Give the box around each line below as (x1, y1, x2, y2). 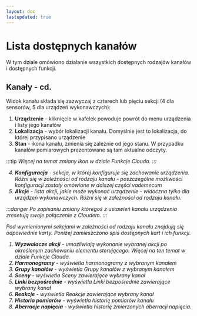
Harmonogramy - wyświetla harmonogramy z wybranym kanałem (14, 260, 177, 267)
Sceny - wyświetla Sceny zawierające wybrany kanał (14, 272, 146, 279)
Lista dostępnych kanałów (6, 39, 137, 53)
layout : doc (6, 8, 35, 15)
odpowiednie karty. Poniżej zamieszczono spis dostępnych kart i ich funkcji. (6, 230, 191, 237)
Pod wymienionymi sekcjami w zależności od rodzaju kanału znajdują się (6, 223, 184, 230)
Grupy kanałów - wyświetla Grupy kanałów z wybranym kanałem (14, 265, 175, 273)
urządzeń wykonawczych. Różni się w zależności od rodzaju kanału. (14, 194, 182, 201)
